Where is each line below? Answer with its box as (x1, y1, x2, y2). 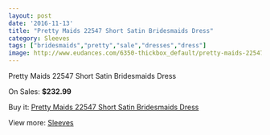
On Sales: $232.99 (8, 87, 72, 96)
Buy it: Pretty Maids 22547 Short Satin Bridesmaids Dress (8, 102, 199, 112)
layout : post (8, 11, 52, 20)
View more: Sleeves (8, 118, 74, 127)
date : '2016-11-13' (8, 19, 74, 27)
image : (8, 49, 31, 57)
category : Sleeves (8, 34, 70, 43)
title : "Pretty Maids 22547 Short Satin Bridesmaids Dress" (8, 27, 215, 35)
